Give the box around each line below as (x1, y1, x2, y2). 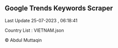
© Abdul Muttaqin (5, 37, 42, 43)
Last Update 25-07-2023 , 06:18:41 (5, 17, 78, 23)
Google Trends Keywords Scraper (5, 4, 113, 13)
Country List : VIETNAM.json (5, 27, 64, 33)
